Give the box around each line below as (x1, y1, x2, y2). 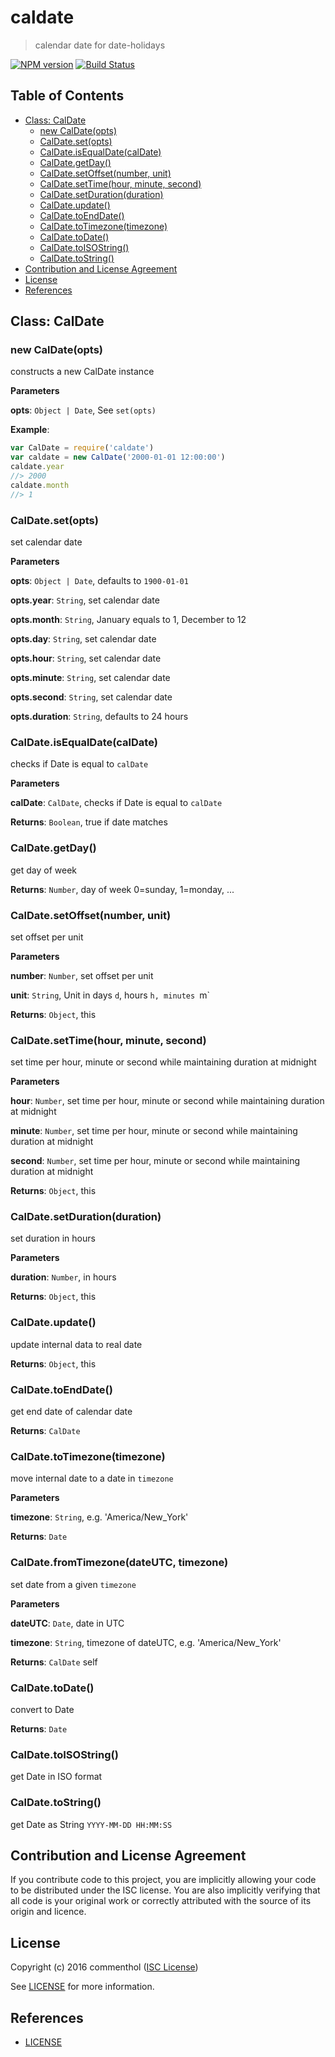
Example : (10, 424, 50, 436)
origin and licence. (10, 1906, 87, 1918)
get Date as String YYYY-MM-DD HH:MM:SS (10, 1818, 173, 1830)
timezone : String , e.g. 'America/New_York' (10, 1511, 189, 1523)
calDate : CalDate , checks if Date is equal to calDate (10, 797, 223, 809)
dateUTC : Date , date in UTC (10, 1617, 125, 1629)
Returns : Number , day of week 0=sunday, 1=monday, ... (10, 883, 235, 895)
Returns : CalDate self (10, 1656, 98, 1668)
